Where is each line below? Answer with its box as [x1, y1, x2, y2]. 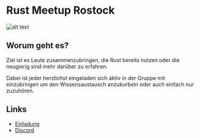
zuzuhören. [6, 87, 35, 94]
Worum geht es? [6, 41, 69, 51]
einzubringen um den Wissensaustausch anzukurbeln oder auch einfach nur [6, 81, 194, 88]
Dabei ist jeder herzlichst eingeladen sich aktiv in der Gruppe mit [6, 74, 165, 81]
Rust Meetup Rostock [6, 4, 115, 17]
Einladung [14, 120, 40, 127]
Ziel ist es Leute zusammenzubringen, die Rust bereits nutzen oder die [6, 56, 180, 63]
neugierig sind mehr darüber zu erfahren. [6, 63, 108, 70]
